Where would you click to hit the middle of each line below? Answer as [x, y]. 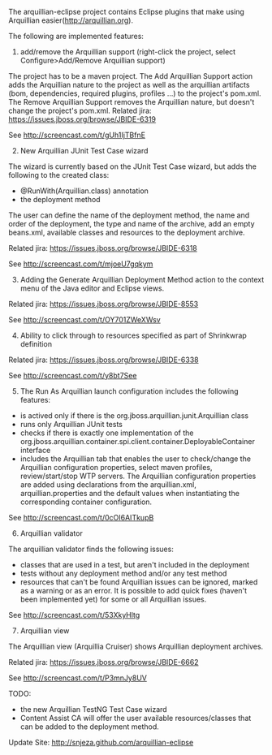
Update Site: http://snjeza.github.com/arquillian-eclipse [101, 742]
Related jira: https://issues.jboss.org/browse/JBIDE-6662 [104, 662]
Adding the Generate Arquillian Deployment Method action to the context [142, 280]
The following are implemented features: [76, 36]
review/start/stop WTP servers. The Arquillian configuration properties [138, 476]
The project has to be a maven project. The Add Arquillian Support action [131, 76]
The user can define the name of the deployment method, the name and [129, 215]
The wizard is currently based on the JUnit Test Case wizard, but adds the [133, 166]
